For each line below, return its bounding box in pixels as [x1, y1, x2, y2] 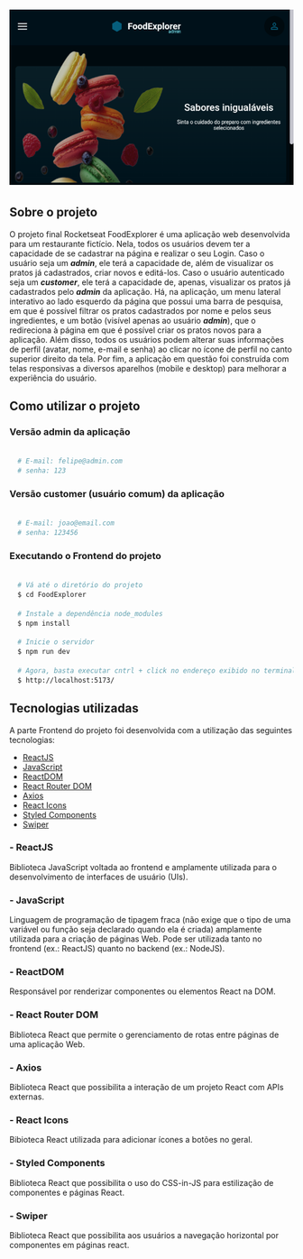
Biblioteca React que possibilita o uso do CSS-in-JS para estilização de [9, 1177, 274, 1188]
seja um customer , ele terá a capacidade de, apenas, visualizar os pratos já [9, 276, 291, 288]
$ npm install [17, 619, 70, 628]
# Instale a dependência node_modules [17, 609, 164, 618]
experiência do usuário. [9, 372, 97, 383]
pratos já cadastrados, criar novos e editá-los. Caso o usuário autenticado [9, 267, 285, 278]
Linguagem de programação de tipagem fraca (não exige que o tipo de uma [9, 914, 291, 925]
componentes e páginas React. [9, 1187, 124, 1198]
